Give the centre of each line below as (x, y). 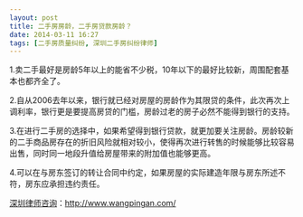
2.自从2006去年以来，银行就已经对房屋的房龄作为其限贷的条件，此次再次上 (150, 100)
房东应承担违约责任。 (65, 184)
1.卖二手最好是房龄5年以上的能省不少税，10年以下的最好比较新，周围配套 (146, 70)
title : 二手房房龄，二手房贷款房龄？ (71, 26)
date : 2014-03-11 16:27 (54, 34)
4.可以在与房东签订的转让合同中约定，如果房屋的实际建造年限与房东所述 (144, 173)
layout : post (34, 18)
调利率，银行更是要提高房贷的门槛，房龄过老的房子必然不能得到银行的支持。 (152, 112)
